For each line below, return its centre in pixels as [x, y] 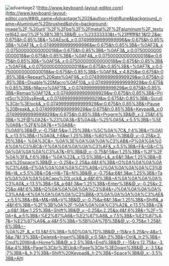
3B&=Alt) [15, 258]
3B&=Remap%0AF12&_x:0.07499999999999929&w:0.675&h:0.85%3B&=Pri [84, 93]
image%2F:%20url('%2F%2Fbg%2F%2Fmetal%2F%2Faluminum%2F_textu [84, 29]
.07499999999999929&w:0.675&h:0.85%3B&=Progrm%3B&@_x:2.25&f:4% [84, 114]
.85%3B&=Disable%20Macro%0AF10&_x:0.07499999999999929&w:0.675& [84, 82]
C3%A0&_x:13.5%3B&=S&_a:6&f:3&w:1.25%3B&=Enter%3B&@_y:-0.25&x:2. [84, 184]
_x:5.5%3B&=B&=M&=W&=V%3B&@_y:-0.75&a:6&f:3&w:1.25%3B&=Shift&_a [84, 200]
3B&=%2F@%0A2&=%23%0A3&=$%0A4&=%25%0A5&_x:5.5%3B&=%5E [83, 120]
